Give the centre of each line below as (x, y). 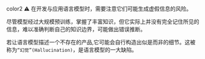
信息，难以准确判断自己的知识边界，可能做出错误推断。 (76, 29)
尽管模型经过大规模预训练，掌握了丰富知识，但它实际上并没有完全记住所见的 (103, 22)
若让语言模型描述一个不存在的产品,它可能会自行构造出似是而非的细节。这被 (101, 42)
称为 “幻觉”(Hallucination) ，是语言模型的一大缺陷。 (72, 50)
